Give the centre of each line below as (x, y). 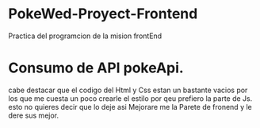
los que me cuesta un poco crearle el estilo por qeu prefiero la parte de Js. (130, 98)
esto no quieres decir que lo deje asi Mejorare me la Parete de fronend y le (130, 107)
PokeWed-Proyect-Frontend (103, 14)
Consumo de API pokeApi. (96, 68)
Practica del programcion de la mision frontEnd (85, 36)
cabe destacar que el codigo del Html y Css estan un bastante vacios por (128, 90)
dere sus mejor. (34, 115)
